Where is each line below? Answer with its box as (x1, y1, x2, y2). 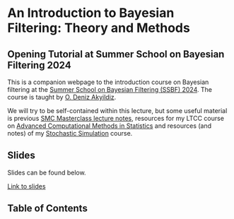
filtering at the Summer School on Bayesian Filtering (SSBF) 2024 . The (7, 85, 212, 93)
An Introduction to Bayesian (7, 5, 175, 21)
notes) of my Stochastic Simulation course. (7, 129, 133, 137)
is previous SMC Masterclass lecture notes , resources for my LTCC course (7, 114, 225, 122)
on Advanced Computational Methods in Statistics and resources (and (7, 122, 212, 130)
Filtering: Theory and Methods (7, 20, 191, 36)
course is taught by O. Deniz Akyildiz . (7, 93, 117, 101)
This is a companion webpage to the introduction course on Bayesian (7, 78, 209, 86)
